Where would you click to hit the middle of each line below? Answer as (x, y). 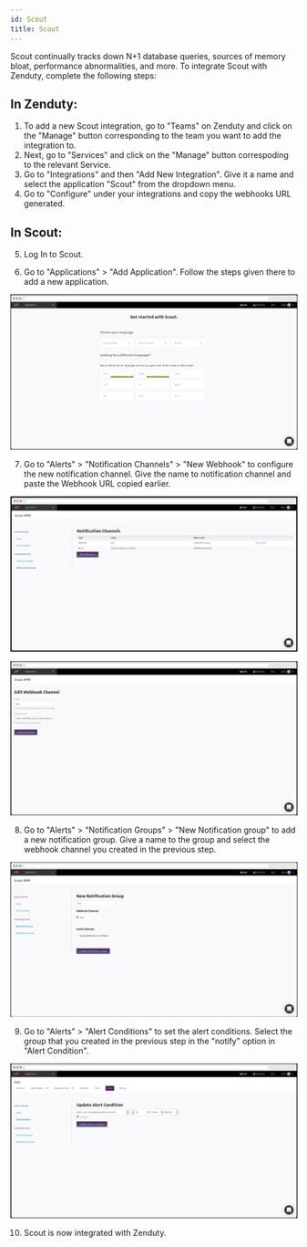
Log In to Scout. (53, 255)
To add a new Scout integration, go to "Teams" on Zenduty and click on (158, 126)
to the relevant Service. (67, 165)
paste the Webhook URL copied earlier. (97, 483)
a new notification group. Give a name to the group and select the (147, 840)
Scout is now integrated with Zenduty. (95, 1232)
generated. (44, 204)
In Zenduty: (44, 104)
